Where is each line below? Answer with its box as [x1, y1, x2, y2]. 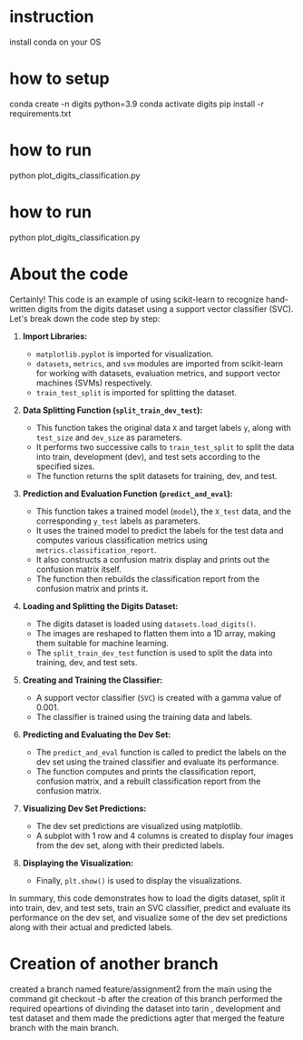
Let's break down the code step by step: [9, 313, 161, 324]
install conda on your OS [9, 36, 102, 47]
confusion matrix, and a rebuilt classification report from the [35, 775, 261, 786]
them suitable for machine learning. [35, 637, 170, 648]
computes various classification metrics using [35, 535, 209, 545]
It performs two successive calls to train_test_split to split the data [35, 441, 295, 452]
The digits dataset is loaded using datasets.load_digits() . [35, 618, 257, 629]
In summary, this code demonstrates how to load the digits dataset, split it [9, 893, 286, 904]
